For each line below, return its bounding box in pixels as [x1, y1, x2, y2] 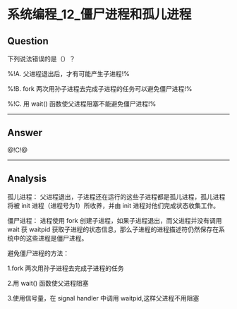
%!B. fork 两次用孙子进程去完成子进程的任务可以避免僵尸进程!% [7, 85, 193, 92]
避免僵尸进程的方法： [7, 248, 69, 257]
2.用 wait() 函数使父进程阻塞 [7, 279, 89, 287]
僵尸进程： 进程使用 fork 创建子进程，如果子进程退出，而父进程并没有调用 [7, 216, 222, 224]
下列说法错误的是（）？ [7, 54, 75, 63]
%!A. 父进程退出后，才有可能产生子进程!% [7, 70, 130, 78]
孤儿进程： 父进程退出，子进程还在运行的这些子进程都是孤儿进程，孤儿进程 [7, 192, 226, 201]
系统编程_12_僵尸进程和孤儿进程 [7, 6, 192, 23]
